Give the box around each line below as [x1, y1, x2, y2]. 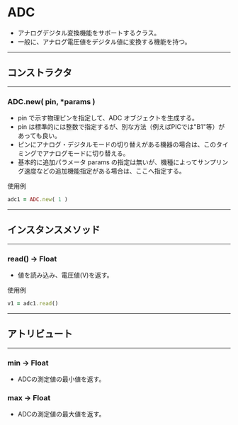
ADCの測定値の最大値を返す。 [17, 410, 106, 419]
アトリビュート [7, 328, 73, 340]
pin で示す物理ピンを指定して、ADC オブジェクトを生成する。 [17, 114, 198, 123]
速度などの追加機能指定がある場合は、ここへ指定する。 [23, 167, 186, 176]
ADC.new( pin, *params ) [7, 96, 96, 106]
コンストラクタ [7, 67, 72, 79]
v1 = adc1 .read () [7, 300, 59, 307]
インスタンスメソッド [7, 224, 101, 236]
